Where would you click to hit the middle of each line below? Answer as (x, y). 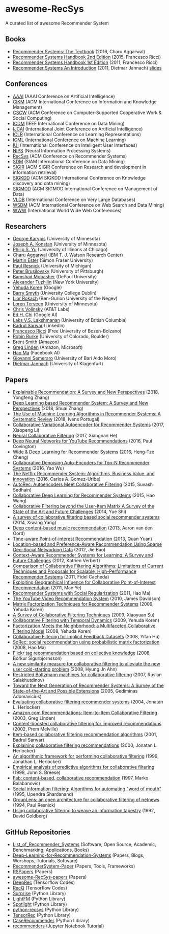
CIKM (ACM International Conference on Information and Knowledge (84, 102)
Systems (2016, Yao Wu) (38, 468)
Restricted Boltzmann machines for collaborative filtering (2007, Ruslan (87, 675)
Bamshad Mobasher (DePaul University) (55, 277)
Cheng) (21, 457)
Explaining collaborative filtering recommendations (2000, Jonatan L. (85, 745)
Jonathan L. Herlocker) (37, 762)
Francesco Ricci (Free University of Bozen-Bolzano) (67, 331)
